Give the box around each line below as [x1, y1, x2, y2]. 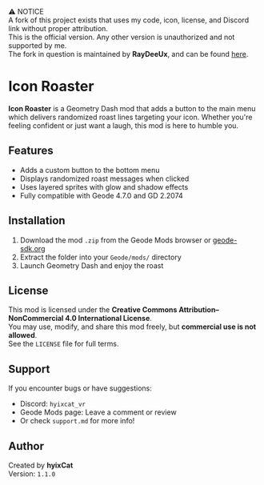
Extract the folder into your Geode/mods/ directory [19, 252, 182, 262]
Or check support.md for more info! [19, 416, 135, 426]
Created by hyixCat [8, 460, 74, 470]
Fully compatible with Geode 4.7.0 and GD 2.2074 [19, 190, 184, 200]
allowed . [8, 331, 38, 340]
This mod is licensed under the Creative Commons [8, 305, 178, 315]
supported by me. [8, 41, 67, 50]
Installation [8, 214, 66, 227]
